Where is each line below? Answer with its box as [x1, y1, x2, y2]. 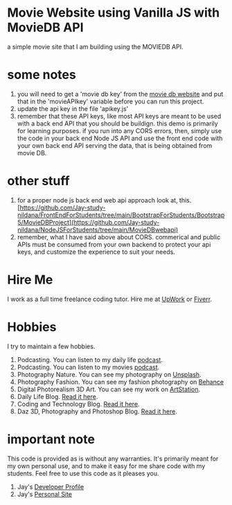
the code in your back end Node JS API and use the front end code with [17, 134, 223, 142]
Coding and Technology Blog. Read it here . [17, 400, 140, 408]
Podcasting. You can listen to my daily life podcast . [17, 355, 163, 363]
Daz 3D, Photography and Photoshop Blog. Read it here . [17, 407, 178, 416]
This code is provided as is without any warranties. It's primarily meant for [7, 454, 219, 463]
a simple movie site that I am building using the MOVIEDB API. [7, 42, 184, 51]
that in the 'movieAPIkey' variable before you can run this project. [17, 97, 204, 105]
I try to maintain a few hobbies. [7, 342, 96, 350]
